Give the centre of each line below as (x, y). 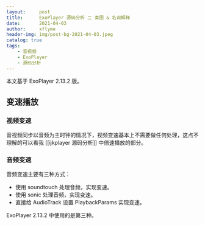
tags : (13, 46)
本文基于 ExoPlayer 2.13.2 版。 (44, 81)
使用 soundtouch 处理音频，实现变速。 (64, 187)
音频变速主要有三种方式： (38, 175)
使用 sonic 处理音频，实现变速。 (56, 195)
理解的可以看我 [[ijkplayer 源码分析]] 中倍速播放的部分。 (77, 143)
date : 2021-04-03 (37, 23)
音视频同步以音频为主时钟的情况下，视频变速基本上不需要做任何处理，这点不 (103, 135)
